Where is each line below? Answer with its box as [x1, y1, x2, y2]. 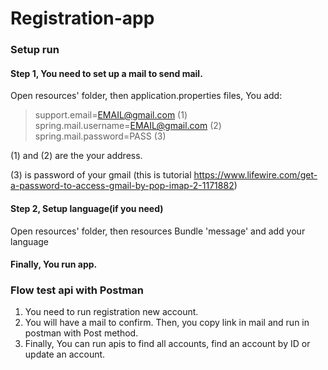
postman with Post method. [24, 327, 139, 339]
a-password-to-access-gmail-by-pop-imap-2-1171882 [10, 180, 235, 192]
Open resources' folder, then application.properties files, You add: [10, 90, 283, 102]
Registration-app [10, 7, 155, 30]
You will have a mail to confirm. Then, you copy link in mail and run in [24, 317, 310, 329]
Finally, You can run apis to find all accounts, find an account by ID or [24, 338, 311, 350]
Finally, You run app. [10, 258, 98, 271]
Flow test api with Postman [10, 283, 145, 297]
